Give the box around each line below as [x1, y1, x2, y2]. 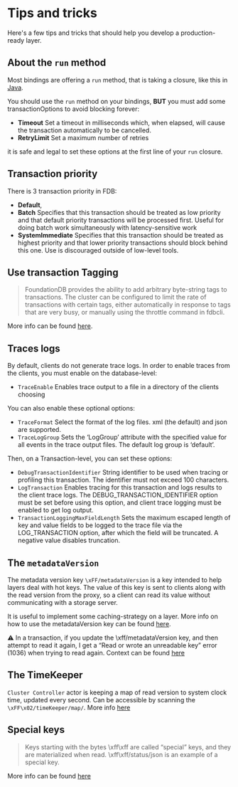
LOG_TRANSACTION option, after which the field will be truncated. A [17, 529, 219, 537]
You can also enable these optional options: [7, 404, 135, 413]
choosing [17, 390, 45, 399]
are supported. [17, 426, 62, 434]
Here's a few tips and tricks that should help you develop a [7, 28, 180, 37]
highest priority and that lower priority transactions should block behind [17, 238, 228, 247]
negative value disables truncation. [17, 536, 121, 545]
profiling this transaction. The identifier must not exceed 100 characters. [17, 475, 229, 485]
